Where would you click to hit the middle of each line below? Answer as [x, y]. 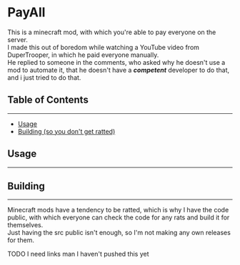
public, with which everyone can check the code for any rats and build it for [119, 217]
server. [18, 39]
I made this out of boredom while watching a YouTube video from [104, 47]
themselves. [25, 225]
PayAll [26, 12]
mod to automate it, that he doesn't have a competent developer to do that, [119, 70]
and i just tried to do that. [44, 77]
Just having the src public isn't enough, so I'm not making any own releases [119, 233]
